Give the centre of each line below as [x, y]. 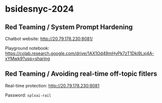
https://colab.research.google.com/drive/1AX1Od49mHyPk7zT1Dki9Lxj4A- [80, 53]
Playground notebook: [27, 48]
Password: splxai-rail [28, 95]
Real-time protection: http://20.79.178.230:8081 [52, 85]
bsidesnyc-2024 [39, 9]
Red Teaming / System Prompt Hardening [69, 27]
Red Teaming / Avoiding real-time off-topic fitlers [81, 74]
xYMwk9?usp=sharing [27, 59]
